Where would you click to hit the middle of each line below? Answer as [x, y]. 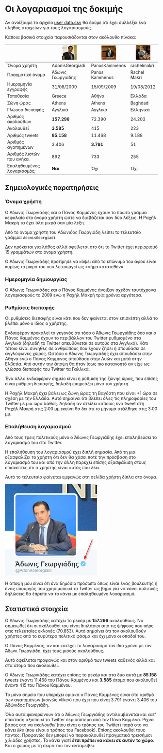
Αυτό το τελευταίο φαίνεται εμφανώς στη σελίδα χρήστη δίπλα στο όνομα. [81, 477]
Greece [59, 96]
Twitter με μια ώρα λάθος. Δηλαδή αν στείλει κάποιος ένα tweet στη [75, 404]
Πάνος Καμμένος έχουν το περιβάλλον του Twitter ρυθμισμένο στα [73, 338]
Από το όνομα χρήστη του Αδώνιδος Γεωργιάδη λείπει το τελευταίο [73, 232]
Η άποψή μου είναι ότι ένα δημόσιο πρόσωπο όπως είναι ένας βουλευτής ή [81, 583]
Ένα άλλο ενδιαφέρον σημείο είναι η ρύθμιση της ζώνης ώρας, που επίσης [81, 378]
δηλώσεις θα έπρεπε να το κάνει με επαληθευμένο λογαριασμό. [70, 594]
